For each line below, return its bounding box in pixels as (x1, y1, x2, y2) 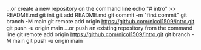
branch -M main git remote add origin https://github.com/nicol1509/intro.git (6, 18, 195, 25)
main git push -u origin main (12, 37, 83, 44)
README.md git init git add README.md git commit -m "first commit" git (6, 11, 187, 19)
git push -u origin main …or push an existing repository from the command (6, 24, 193, 31)
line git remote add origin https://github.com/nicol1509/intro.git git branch (6, 31, 191, 38)
